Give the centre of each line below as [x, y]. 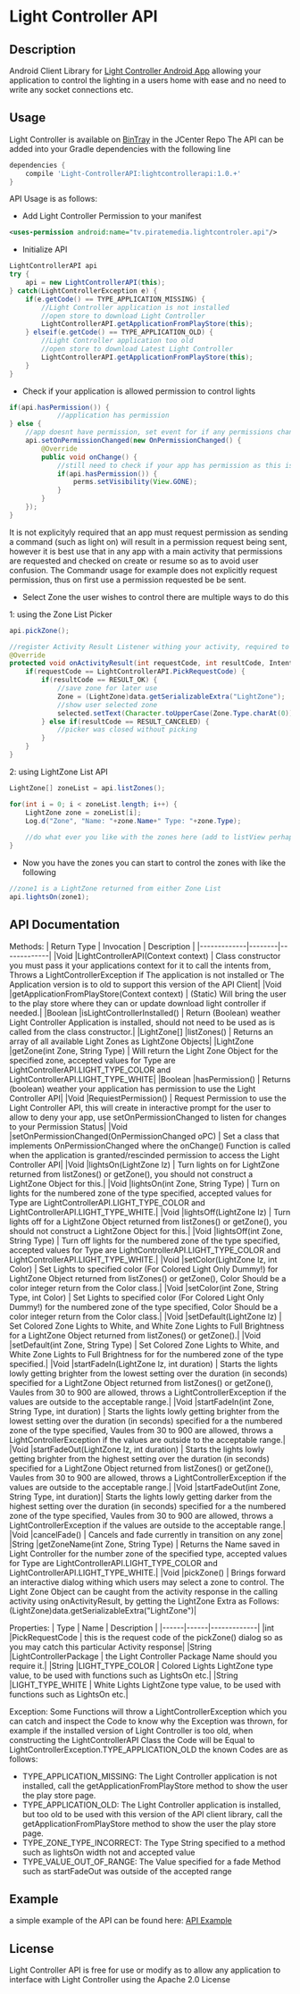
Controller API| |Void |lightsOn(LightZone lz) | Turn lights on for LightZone [144, 1164]
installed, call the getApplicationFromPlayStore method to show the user [155, 1785]
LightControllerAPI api [54, 266]
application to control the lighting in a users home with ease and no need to [148, 80]
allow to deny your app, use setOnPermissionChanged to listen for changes [148, 1117]
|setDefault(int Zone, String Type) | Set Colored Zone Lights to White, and [144, 1345]
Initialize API [45, 250]
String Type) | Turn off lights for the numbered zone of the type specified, [145, 1240]
